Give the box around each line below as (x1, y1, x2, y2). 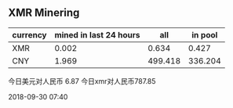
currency (12, 29, 47, 40)
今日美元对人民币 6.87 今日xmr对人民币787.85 (8, 76, 156, 85)
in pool (191, 29, 218, 40)
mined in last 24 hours (54, 29, 140, 40)
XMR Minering (8, 6, 80, 20)
